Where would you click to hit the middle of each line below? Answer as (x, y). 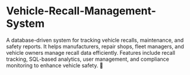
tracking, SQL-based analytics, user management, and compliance (88, 59)
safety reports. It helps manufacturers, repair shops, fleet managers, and (95, 46)
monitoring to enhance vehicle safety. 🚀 (55, 65)
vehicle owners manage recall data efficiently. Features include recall (91, 52)
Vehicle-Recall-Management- (81, 11)
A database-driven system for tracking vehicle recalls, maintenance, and (95, 40)
